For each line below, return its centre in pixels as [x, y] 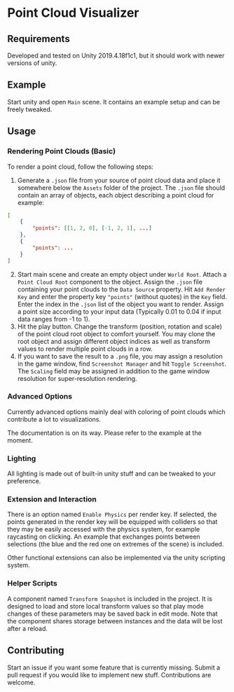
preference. [24, 481]
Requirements [39, 39]
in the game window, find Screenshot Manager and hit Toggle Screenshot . [122, 364]
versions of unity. [32, 63]
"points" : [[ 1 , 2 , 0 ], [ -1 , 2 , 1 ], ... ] [92, 228]
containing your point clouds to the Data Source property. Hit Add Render [122, 289]
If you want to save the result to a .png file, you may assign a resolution [120, 356]
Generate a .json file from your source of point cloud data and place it [119, 180]
